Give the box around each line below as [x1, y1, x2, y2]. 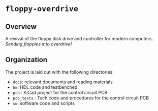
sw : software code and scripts [12, 100, 75, 106]
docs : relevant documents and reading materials [12, 79, 113, 85]
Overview [5, 22, 37, 31]
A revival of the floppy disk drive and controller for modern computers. [5, 36, 153, 41]
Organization [5, 55, 47, 64]
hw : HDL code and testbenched [12, 84, 78, 90]
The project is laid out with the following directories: [5, 69, 114, 75]
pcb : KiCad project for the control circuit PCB [12, 89, 108, 95]
